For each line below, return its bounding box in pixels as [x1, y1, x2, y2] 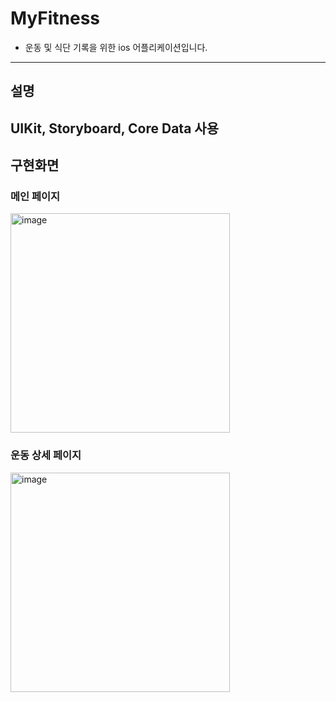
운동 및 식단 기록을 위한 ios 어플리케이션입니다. [24, 41, 208, 53]
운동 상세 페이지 [10, 448, 82, 462]
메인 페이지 [10, 190, 61, 204]
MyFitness [10, 7, 101, 30]
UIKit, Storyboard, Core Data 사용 [10, 120, 219, 137]
